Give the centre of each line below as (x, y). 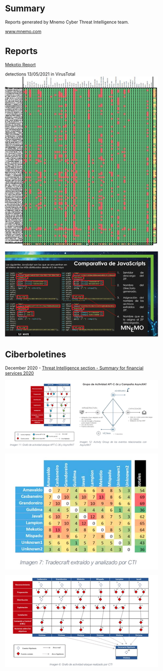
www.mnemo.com (23, 31)
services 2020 (19, 373)
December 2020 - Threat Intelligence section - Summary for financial (74, 368)
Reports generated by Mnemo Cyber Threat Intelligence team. (67, 22)
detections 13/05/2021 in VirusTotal (40, 74)
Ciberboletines (36, 354)
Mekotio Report (20, 64)
